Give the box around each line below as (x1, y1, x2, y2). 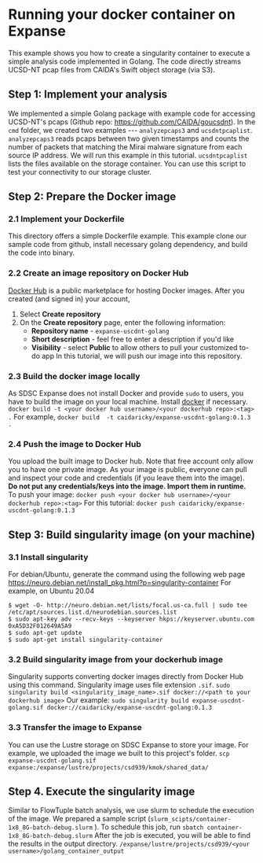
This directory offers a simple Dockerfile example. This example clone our (8, 231, 247, 241)
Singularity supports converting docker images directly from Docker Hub (8, 672, 243, 681)
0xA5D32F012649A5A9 (8, 622, 72, 630)
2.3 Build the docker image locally (8, 371, 141, 382)
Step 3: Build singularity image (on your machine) (8, 528, 255, 541)
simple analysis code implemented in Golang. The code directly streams (8, 57, 242, 66)
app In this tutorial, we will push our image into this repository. (42, 351, 243, 360)
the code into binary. (8, 248, 75, 257)
